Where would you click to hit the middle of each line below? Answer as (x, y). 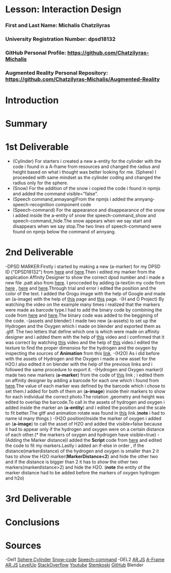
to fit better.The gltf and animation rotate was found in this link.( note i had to (85, 413)
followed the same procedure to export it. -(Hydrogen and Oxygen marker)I (84, 370)
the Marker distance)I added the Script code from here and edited (92, 440)
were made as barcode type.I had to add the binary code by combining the (84, 310)
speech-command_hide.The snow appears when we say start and (82, 221)
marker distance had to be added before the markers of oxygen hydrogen (82, 473)
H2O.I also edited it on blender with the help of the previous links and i (79, 364)
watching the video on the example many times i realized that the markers (83, 304)
